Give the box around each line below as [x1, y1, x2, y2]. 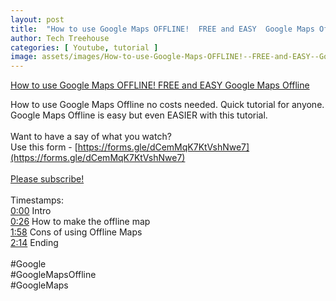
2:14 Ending [10, 237, 59, 249]
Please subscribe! [10, 173, 85, 185]
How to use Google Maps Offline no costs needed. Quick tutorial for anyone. [10, 99, 325, 111]
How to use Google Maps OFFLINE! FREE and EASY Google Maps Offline [10, 79, 310, 91]
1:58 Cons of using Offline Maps [10, 226, 143, 238]
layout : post [10, 14, 65, 25]
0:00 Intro [10, 205, 52, 217]
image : [10, 52, 38, 62]
